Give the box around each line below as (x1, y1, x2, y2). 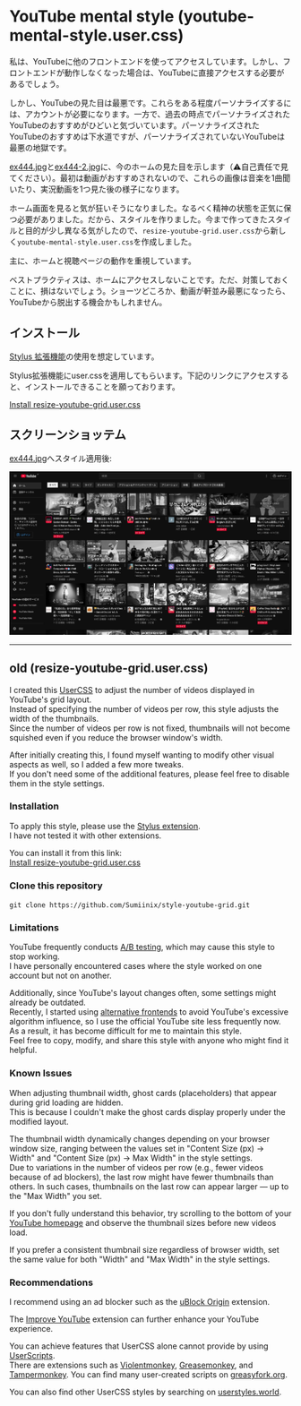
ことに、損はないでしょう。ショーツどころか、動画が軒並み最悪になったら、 (9, 285, 291, 296)
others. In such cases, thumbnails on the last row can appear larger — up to (9, 1180, 289, 1192)
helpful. (9, 1045, 38, 1056)
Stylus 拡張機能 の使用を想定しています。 (9, 351, 159, 362)
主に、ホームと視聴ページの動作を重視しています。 (9, 255, 197, 266)
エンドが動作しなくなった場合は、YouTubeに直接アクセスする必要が (32, 67, 285, 78)
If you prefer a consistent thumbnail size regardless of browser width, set (9, 1244, 279, 1255)
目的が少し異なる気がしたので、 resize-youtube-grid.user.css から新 (24, 225, 279, 236)
